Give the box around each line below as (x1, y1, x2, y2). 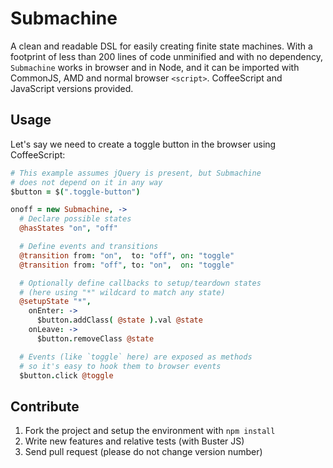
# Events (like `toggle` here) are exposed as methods (19, 352, 253, 362)
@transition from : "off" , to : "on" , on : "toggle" (19, 260, 235, 270)
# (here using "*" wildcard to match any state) (19, 287, 226, 297)
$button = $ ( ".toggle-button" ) (10, 187, 141, 197)
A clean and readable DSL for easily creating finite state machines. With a (10, 40, 313, 52)
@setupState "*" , (19, 297, 92, 307)
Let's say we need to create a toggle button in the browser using (10, 138, 277, 150)
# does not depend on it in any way (10, 177, 163, 187)
